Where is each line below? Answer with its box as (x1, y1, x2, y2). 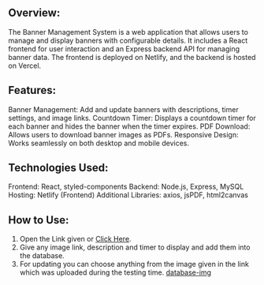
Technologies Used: (8, 161, 109, 174)
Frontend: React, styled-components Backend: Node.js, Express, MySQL (8, 182, 244, 192)
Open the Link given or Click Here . (19, 234, 132, 244)
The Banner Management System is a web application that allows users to (8, 27, 248, 36)
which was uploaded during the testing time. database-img (19, 268, 211, 277)
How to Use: (8, 213, 69, 227)
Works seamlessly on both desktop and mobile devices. (8, 138, 189, 148)
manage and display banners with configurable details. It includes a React (8, 36, 248, 45)
